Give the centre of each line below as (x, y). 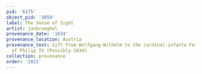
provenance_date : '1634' (37, 34)
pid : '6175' (21, 12)
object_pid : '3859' (31, 17)
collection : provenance (36, 56)
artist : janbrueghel (32, 28)
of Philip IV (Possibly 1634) (49, 51)
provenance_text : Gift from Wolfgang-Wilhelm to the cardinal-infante (96, 45)
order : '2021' (24, 61)
